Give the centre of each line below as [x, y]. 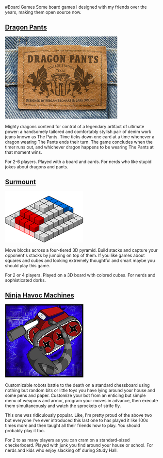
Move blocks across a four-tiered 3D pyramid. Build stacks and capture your [81, 250]
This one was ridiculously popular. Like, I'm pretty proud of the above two [79, 415]
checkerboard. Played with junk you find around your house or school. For [79, 445]
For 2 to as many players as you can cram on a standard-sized [67, 440]
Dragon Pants [26, 27]
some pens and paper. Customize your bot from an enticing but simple [75, 395]
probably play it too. [25, 431]
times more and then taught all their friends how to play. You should [73, 425]
